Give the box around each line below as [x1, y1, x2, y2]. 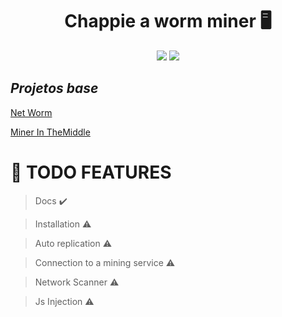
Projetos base [10, 80, 99, 97]
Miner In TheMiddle [10, 126, 91, 138]
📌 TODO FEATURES [10, 161, 172, 183]
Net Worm [10, 106, 53, 118]
